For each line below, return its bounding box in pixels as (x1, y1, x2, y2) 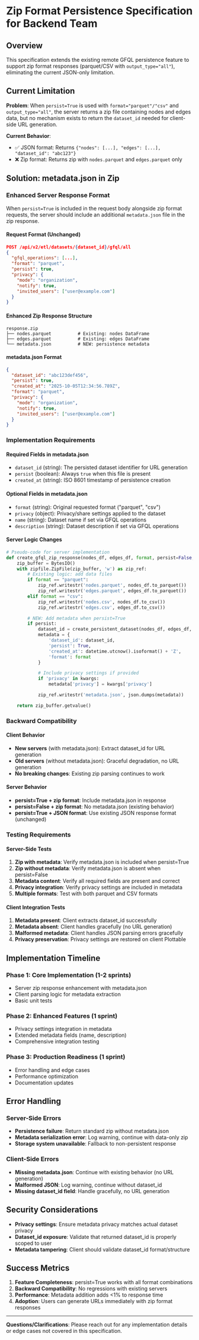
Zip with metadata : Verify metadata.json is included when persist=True (14, 858, 190, 866)
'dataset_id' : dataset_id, (48, 637, 115, 643)
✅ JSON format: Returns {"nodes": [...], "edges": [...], (14, 144, 161, 151)
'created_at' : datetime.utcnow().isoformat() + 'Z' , (48, 648, 182, 655)
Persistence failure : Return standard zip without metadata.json (14, 1128, 169, 1135)
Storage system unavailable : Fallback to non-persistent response (14, 1140, 176, 1147)
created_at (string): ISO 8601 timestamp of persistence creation (14, 477, 171, 484)
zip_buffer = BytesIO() (17, 560, 76, 566)
